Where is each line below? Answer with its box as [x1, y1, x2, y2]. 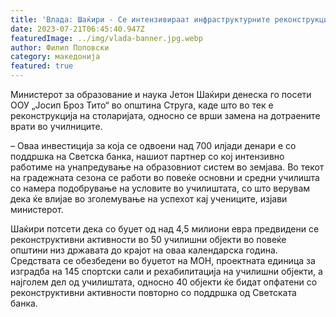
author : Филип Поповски [10, 42, 110, 53]
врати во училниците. [10, 121, 103, 132]
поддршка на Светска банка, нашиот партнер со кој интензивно [10, 151, 285, 162]
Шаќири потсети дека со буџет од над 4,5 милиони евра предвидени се [10, 223, 320, 235]
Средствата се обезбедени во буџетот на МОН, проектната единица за [10, 255, 316, 266]
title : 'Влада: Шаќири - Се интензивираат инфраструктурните [10, 14, 271, 25]
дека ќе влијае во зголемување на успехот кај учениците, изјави [10, 193, 288, 205]
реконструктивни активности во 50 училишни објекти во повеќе [10, 234, 287, 245]
